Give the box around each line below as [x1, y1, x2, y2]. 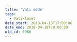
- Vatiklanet [9, 16, 36, 21]
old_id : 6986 [5, 29, 31, 34]
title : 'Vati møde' [5, 7, 45, 12]
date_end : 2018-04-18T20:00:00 [5, 25, 68, 30]
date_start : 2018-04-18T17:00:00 [5, 20, 73, 26]
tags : [5, 12, 16, 16]
